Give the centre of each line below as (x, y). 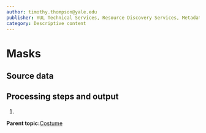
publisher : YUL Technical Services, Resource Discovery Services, (93, 18)
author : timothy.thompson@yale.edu (52, 12)
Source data (30, 76)
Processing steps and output (63, 97)
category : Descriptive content (46, 23)
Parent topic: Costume (35, 123)
